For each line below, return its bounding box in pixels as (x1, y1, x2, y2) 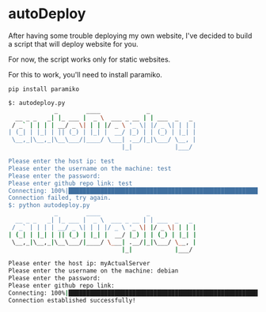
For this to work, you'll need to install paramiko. (8, 70, 162, 79)
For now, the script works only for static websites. (8, 55, 171, 64)
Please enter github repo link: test (8, 179, 133, 187)
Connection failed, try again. (8, 194, 112, 202)
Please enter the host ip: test (8, 157, 115, 166)
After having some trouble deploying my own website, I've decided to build (8, 31, 253, 40)
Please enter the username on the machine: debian (8, 267, 179, 275)
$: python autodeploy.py (8, 201, 90, 209)
